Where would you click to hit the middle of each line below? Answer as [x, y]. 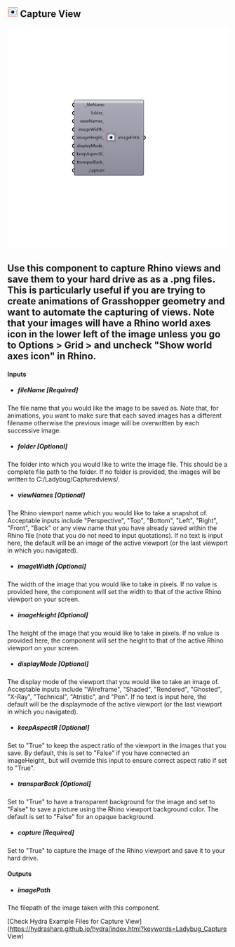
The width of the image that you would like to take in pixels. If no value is [112, 584]
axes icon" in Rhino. [52, 356]
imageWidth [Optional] [52, 567]
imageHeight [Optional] [53, 615]
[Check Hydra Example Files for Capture [66, 922]
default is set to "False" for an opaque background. [81, 816]
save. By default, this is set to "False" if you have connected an [99, 753]
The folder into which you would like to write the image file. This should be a [117, 464]
